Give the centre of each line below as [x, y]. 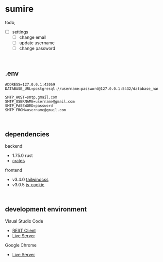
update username [37, 43]
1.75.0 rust [22, 155]
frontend [14, 170]
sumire [19, 9]
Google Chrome [21, 245]
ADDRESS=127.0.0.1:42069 [30, 85]
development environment [46, 209]
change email [33, 37]
